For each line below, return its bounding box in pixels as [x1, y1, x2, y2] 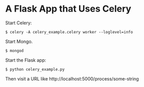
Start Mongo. [5, 38, 33, 45]
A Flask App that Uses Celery [5, 3, 131, 15]
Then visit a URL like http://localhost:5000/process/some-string [5, 75, 139, 81]
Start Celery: [5, 20, 32, 26]
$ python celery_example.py [5, 67, 65, 72]
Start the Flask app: [5, 57, 47, 63]
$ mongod [5, 48, 24, 53]
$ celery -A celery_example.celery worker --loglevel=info [5, 29, 133, 34]
